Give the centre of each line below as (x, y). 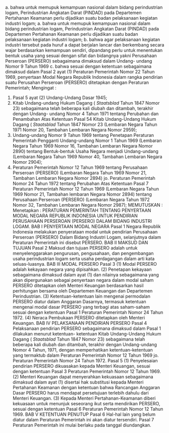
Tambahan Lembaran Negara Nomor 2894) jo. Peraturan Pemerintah (84, 178)
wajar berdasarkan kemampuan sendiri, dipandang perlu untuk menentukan (84, 50)
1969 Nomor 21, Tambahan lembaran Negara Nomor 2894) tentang (82, 194)
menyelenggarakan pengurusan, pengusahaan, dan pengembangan (83, 253)
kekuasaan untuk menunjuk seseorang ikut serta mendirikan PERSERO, (86, 403)
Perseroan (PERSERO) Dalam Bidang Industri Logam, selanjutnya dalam (87, 237)
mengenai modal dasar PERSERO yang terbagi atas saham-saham (81, 307)
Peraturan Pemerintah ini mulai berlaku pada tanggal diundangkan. (82, 425)
